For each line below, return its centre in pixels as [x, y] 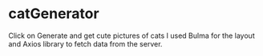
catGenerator [54, 14]
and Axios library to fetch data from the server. [85, 43]
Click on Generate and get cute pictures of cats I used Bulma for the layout [131, 35]
